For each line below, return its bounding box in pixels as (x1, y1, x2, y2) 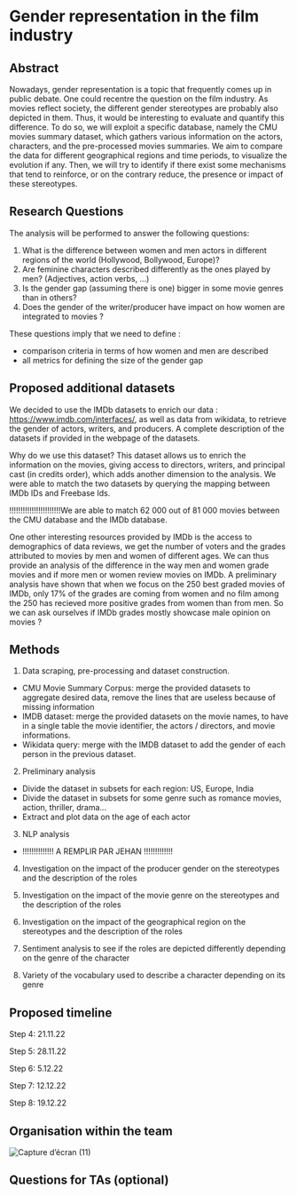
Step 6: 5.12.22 (9, 1064, 64, 1074)
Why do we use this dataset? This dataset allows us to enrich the (9, 450, 246, 460)
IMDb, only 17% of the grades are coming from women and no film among (9, 588, 279, 599)
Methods (9, 642, 60, 658)
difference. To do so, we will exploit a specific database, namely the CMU (9, 122, 277, 132)
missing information (21, 702, 95, 713)
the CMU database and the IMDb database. (9, 514, 168, 525)
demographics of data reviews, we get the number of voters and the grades (9, 540, 286, 552)
